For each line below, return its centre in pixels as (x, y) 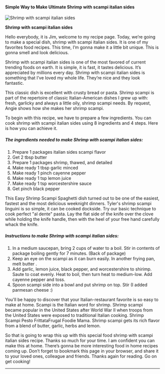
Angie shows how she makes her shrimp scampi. (55, 108)
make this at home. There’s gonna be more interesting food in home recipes (82, 346)
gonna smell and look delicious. (37, 53)
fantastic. (14, 83)
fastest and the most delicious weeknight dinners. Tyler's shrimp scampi (78, 204)
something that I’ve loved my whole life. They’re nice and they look (73, 78)
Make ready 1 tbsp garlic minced (45, 168)
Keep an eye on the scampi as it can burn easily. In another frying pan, (84, 259)
